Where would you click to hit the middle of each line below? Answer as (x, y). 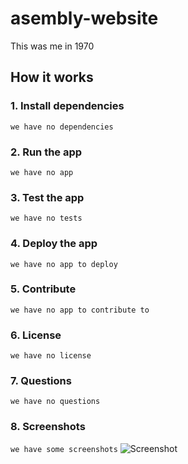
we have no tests (46, 218)
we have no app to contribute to (80, 310)
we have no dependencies (62, 127)
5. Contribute (43, 289)
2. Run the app (46, 152)
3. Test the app (47, 197)
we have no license (51, 356)
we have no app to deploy (64, 264)
